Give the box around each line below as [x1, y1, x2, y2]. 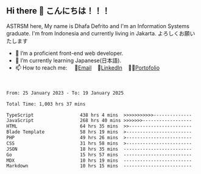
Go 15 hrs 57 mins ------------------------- [6, 151, 192, 158]
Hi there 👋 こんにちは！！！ [6, 5, 110, 16]
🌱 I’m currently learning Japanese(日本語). [15, 57, 122, 64]
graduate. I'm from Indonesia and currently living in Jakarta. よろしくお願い [6, 29, 196, 37]
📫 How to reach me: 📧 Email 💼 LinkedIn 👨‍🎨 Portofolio [15, 63, 160, 71]
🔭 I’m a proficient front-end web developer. [15, 49, 124, 57]
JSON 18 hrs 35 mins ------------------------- [6, 146, 192, 152]
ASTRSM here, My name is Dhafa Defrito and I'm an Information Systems [6, 22, 190, 29]
